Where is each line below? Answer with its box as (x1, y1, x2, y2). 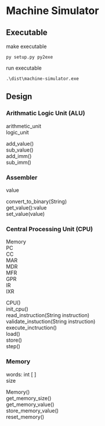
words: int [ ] (6, 370, 37, 378)
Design (6, 92, 32, 102)
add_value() (6, 140, 34, 147)
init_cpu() (6, 305, 29, 312)
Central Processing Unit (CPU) (6, 225, 93, 233)
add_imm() (6, 152, 32, 159)
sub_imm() (6, 159, 32, 166)
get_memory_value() (6, 401, 55, 408)
